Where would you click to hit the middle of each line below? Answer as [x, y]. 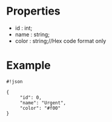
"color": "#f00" [40, 108]
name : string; [32, 34]
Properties [33, 11]
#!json [15, 81]
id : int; [24, 28]
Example [28, 66]
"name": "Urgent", [43, 103]
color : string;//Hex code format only [61, 41]
